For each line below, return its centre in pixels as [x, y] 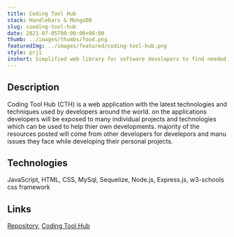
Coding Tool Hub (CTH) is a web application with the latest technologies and [117, 104]
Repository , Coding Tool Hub [49, 226]
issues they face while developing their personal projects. [90, 141]
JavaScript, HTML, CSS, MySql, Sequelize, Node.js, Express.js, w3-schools [116, 180]
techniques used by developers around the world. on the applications [107, 112]
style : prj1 [24, 53]
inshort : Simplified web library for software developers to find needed [117, 59]
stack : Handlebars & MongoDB [50, 20]
